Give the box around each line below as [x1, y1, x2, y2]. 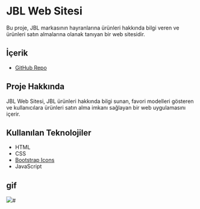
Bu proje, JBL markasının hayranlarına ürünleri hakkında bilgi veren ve [6, 24, 180, 31]
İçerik [6, 48, 28, 58]
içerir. [6, 110, 20, 117]
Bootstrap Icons [14, 157, 55, 164]
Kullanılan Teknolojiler [6, 128, 92, 138]
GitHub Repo [14, 64, 47, 71]
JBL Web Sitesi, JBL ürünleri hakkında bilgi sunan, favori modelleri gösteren [6, 98, 194, 105]
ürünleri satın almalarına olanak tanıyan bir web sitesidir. [6, 30, 146, 37]
